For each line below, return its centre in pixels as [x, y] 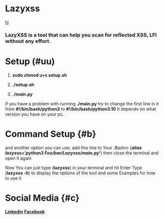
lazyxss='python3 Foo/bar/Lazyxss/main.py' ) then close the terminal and [82, 153]
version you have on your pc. [34, 114]
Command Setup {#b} [51, 134]
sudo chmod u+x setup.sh [40, 75]
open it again [18, 158]
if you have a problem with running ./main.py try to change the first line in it [82, 103]
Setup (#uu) [30, 62]
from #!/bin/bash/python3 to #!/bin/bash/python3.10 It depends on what [81, 109]
